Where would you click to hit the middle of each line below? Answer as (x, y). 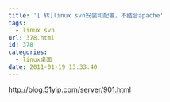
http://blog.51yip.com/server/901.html (70, 89)
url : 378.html (32, 38)
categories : (28, 52)
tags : (17, 23)
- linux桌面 (34, 60)
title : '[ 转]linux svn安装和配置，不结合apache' (86, 15)
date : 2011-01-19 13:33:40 (53, 67)
